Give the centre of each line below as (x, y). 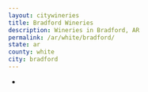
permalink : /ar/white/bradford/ (61, 37)
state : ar (25, 45)
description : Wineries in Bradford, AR (74, 30)
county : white (32, 52)
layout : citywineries (44, 15)
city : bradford (33, 60)
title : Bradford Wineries (51, 23)
